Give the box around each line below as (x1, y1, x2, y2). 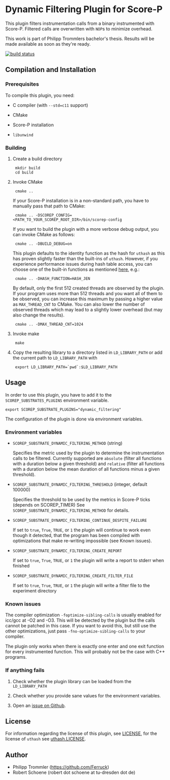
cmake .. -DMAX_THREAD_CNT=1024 (15, 322, 84, 327)
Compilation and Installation (5, 65, 96, 74)
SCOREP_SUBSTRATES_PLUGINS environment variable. (5, 397, 109, 403)
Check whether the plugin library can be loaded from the (12, 678, 132, 684)
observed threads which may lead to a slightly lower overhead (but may (12, 306, 163, 312)
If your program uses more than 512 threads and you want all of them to (12, 290, 163, 296)
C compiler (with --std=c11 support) (12, 102, 88, 108)
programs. (5, 654, 27, 660)
